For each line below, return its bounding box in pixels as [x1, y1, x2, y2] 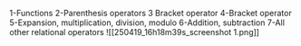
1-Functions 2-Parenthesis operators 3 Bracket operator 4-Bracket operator [9, 8, 292, 18]
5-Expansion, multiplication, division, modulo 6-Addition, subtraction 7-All [9, 17, 286, 28]
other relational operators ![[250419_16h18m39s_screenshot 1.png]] [9, 27, 260, 37]
